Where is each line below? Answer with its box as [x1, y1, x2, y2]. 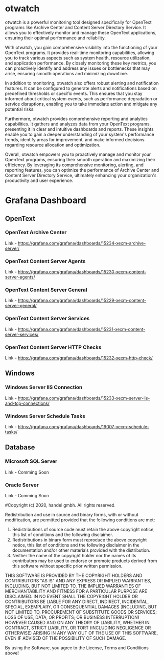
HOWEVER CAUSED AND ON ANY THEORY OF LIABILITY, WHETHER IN [5, 619, 150, 625]
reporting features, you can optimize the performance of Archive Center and [5, 167, 159, 173]
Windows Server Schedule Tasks [5, 413, 86, 420]
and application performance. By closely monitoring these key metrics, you [5, 60, 157, 66]
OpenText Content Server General [5, 286, 87, 293]
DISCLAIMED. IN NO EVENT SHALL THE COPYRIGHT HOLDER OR [5, 593, 138, 599]
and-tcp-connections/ [5, 400, 50, 406]
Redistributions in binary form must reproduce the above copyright [12, 537, 147, 542]
